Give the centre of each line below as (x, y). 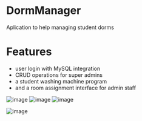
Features (29, 52)
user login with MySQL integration (58, 68)
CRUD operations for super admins (59, 75)
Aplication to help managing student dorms (60, 27)
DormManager (44, 11)
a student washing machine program (61, 81)
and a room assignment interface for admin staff (76, 88)
